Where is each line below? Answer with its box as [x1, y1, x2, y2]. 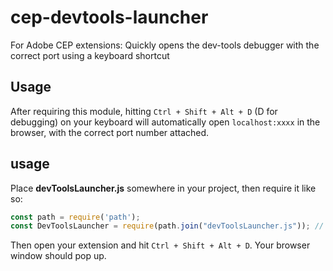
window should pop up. [10, 250, 107, 262]
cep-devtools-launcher [10, 6, 209, 29]
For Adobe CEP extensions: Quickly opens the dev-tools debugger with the [10, 39, 320, 51]
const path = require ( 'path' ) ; [10, 212, 141, 222]
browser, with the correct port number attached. [10, 126, 210, 138]
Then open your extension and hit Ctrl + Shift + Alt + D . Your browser [10, 239, 311, 251]
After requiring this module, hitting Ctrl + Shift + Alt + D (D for [10, 105, 278, 117]
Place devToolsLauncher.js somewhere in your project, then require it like [10, 182, 317, 194]
